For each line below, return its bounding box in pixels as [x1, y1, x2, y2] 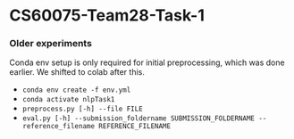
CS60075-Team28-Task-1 [9, 5, 206, 26]
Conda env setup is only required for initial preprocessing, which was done [9, 57, 285, 68]
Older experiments [9, 37, 92, 50]
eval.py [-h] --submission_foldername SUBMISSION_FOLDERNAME [21, 114, 256, 123]
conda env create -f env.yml [21, 86, 131, 94]
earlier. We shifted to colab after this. [9, 67, 145, 78]
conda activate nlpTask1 [21, 95, 115, 104]
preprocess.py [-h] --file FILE [21, 104, 143, 114]
